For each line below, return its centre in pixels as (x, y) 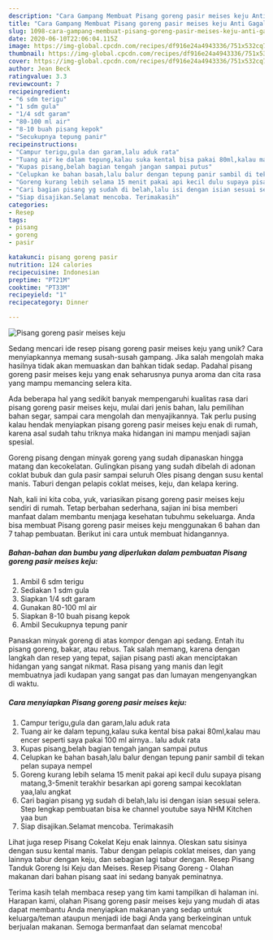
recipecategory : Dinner (49, 303)
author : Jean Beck (39, 69)
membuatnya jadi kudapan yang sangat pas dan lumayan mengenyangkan (133, 674)
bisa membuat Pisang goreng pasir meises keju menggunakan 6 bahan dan (134, 525)
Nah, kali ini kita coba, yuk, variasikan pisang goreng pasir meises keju (127, 499)
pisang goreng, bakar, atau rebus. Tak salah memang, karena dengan (124, 649)
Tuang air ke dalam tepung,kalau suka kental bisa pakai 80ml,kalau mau (140, 731)
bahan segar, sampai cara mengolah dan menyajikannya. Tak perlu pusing (132, 416)
